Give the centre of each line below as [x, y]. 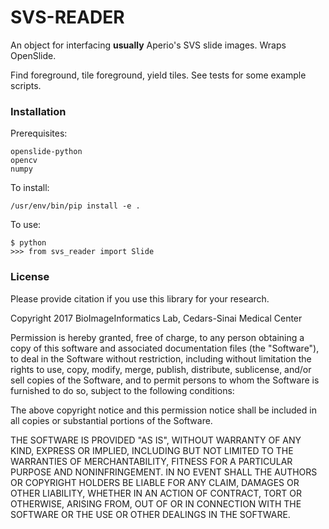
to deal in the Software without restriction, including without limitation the [161, 358]
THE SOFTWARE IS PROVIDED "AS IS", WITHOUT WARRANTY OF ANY [156, 440]
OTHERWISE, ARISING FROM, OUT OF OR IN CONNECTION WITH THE [156, 503]
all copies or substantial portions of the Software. [111, 420]
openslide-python [46, 152]
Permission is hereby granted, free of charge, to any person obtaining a [157, 337]
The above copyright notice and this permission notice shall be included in [163, 410]
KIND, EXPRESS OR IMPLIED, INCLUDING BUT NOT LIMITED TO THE [152, 450]
